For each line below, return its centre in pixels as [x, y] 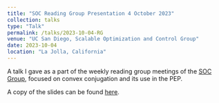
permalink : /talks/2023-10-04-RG [55, 33]
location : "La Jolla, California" [57, 52]
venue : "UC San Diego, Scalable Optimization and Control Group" [103, 39]
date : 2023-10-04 [32, 45]
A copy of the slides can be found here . [63, 92]
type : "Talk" [26, 26]
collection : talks [34, 20]
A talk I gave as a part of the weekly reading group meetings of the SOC [109, 71]
